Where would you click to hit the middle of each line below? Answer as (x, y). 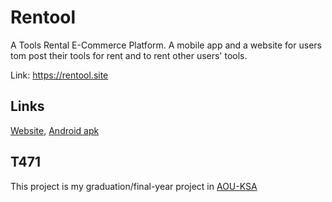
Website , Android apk (55, 130)
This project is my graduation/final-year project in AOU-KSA (134, 186)
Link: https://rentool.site (59, 75)
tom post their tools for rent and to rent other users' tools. (129, 55)
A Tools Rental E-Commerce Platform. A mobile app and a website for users (166, 45)
